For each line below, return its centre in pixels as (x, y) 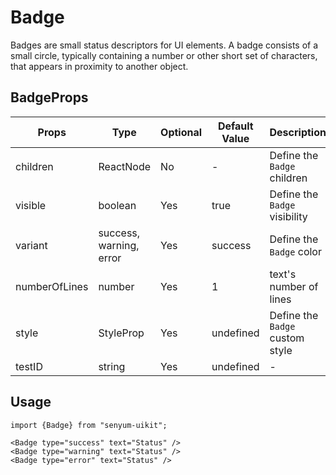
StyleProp (121, 333)
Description (298, 132)
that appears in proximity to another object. (99, 66)
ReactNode (125, 166)
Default (235, 126)
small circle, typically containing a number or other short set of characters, (164, 55)
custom (287, 338)
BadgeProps (49, 97)
